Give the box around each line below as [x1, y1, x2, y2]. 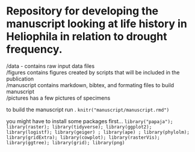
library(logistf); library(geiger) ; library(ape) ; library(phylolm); [6, 129, 190, 135]
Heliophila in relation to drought [6, 30, 167, 43]
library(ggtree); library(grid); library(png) [6, 139, 125, 145]
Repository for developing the [6, 4, 159, 18]
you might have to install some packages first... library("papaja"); [6, 117, 173, 124]
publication [6, 75, 34, 82]
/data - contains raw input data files [6, 62, 95, 70]
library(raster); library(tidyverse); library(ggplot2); [6, 124, 152, 130]
